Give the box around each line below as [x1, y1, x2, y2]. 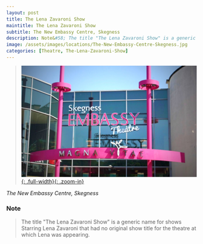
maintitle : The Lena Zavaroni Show [6, 22, 96, 28]
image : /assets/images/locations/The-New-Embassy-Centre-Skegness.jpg [6, 42, 188, 48]
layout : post [6, 10, 39, 16]
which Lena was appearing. [21, 231, 90, 238]
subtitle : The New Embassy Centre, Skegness [6, 29, 120, 35]
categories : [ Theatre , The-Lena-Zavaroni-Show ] [6, 48, 129, 54]
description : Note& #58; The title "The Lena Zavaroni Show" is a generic [6, 35, 196, 42]
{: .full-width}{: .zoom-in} [21, 178, 85, 185]
